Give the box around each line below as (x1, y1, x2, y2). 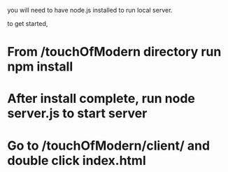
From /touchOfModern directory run (7, 44, 222, 60)
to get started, (7, 20, 48, 27)
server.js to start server (7, 106, 148, 122)
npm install (7, 59, 73, 75)
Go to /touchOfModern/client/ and (7, 138, 211, 153)
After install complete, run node (7, 91, 196, 107)
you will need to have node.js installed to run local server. (7, 6, 173, 14)
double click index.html (7, 152, 147, 169)
